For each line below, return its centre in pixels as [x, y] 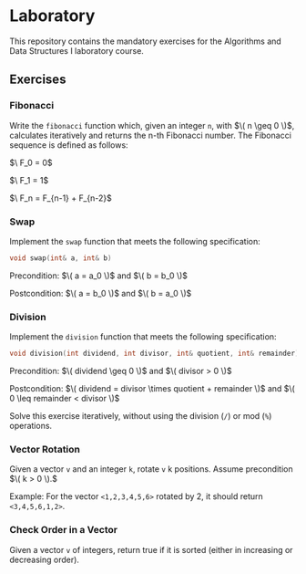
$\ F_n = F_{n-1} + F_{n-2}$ [61, 198]
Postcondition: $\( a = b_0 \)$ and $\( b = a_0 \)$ [101, 293]
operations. [31, 425]
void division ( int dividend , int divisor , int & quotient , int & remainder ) [154, 354]
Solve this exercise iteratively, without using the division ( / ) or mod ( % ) [141, 415]
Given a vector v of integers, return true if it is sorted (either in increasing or [151, 549]
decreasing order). [45, 559]
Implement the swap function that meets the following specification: [135, 241]
